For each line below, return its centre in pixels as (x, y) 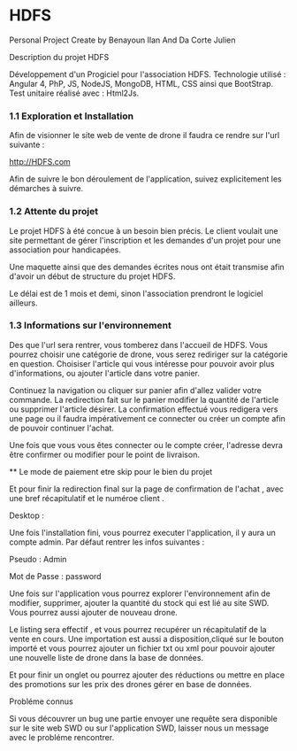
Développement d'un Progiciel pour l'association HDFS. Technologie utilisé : (148, 74)
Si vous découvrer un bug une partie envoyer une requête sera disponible (144, 718)
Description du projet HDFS (59, 57)
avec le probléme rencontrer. (62, 737)
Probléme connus (41, 701)
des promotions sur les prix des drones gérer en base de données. (130, 684)
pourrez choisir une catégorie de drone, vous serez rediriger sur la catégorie (148, 354)
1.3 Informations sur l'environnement (91, 326)
